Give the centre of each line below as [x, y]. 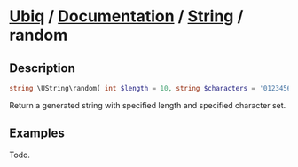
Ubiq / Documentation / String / [126, 16]
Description [42, 68]
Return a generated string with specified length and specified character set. [148, 105]
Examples [37, 134]
